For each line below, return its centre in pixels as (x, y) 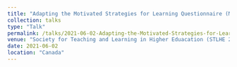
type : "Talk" (26, 27)
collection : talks (34, 20)
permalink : (23, 33)
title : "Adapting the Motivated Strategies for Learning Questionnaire (115, 14)
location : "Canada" (36, 53)
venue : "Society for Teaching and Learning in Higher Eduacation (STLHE (116, 40)
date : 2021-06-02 (33, 46)
